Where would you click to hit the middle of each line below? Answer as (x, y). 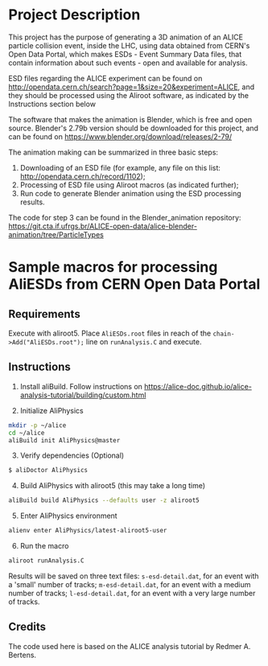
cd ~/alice (27, 433)
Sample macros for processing (113, 267)
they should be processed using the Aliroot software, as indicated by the (129, 95)
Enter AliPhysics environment (69, 516)
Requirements (44, 314)
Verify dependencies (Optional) (72, 455)
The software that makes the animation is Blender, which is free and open (130, 119)
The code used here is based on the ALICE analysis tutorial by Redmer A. (130, 646)
